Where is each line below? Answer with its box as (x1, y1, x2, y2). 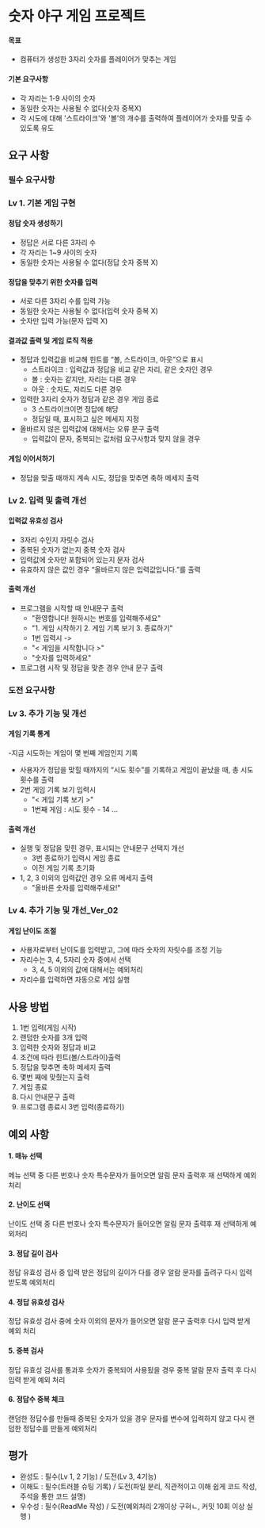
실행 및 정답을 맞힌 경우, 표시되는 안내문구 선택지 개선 (19, 844, 184, 853)
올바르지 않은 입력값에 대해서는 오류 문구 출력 (19, 424, 160, 434)
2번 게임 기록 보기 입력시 (19, 785, 97, 795)
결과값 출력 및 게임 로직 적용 (8, 335, 93, 345)
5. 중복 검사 (8, 1346, 44, 1355)
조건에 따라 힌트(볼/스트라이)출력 (19, 1052, 121, 1063)
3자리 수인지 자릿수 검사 (19, 534, 95, 544)
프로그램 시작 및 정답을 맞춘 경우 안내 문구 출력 (19, 663, 164, 672)
